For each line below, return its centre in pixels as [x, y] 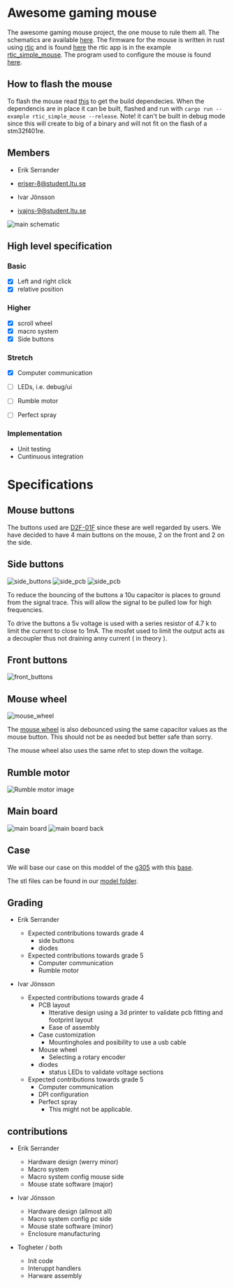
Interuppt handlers [54, 1268]
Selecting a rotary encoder [87, 1057]
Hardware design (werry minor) [73, 1162]
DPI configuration [64, 1094]
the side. [20, 542]
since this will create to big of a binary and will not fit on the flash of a [107, 123]
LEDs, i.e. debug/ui [45, 387]
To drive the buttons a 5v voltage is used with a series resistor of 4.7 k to [112, 623]
